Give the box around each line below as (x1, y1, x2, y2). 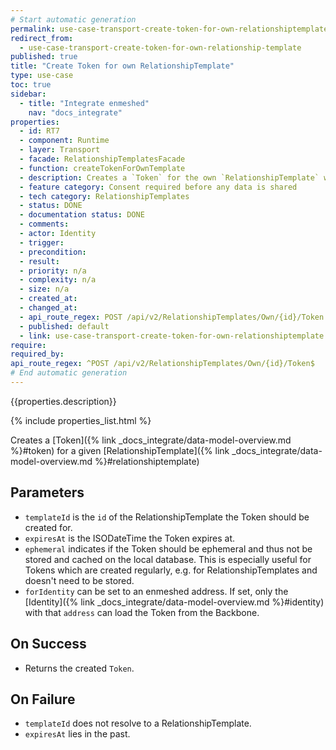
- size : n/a (19, 284, 70, 295)
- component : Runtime (19, 136, 110, 146)
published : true (10, 52, 78, 62)
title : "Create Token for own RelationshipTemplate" (10, 61, 235, 71)
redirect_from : (10, 33, 74, 43)
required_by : (10, 349, 65, 360)
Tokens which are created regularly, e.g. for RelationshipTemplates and (24, 564, 318, 576)
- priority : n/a (19, 266, 87, 276)
